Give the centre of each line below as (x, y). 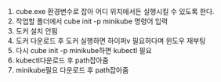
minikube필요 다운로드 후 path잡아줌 (72, 70)
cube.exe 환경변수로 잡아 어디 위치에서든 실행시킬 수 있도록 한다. (115, 11)
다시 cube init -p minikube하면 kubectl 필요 (84, 50)
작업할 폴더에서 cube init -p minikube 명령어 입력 (92, 21)
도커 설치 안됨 (36, 31)
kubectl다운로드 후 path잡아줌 (62, 60)
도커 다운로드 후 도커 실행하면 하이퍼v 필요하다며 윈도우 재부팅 (110, 41)
